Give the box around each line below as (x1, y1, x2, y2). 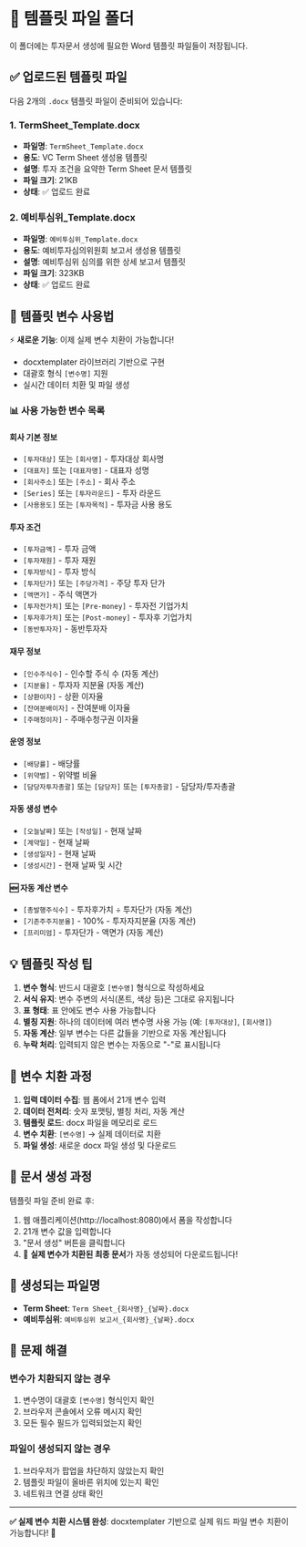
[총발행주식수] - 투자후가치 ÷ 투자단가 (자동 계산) (22, 904, 193, 915)
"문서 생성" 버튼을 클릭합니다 (22, 1237, 126, 1248)
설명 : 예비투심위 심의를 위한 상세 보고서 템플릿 (22, 256, 187, 267)
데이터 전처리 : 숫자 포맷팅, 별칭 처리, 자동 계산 (22, 1105, 185, 1117)
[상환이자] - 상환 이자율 (22, 690, 104, 702)
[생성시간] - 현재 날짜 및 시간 (22, 860, 123, 871)
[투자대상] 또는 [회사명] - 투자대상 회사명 (22, 453, 165, 465)
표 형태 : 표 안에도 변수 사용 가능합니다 (22, 1005, 157, 1016)
